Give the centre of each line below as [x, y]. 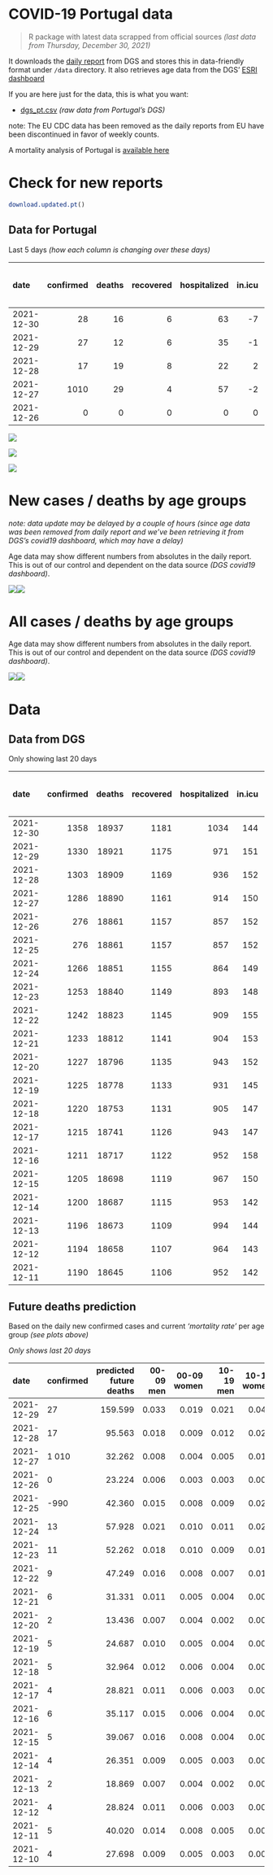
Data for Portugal [53, 230]
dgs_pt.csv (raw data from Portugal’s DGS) [93, 110]
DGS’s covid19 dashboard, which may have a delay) [96, 540]
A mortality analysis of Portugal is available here [89, 150]
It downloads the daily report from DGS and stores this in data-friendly [126, 61]
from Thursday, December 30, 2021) [89, 45]
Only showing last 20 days [53, 759]
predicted [115, 1371]
